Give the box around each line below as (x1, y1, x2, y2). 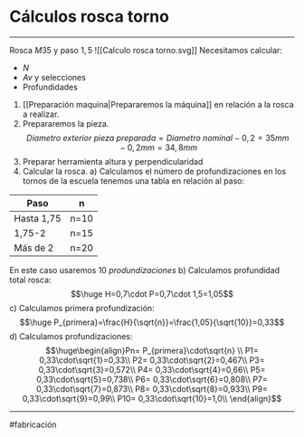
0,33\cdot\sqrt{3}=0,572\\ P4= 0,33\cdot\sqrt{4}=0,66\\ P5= (38, 364, 266, 375)
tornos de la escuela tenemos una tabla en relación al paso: (22, 175, 245, 186)
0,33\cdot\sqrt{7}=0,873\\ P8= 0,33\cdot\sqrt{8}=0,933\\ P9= (35, 383, 269, 394)
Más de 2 (14, 242, 54, 254)
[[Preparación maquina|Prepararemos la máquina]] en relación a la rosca (22, 99, 294, 109)
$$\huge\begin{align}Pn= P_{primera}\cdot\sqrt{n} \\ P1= (44, 345, 260, 356)
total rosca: (9, 274, 52, 285)
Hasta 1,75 (14, 212, 62, 224)
